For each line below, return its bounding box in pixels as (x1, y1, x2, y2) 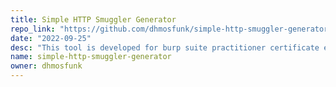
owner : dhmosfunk (10, 61, 83, 71)
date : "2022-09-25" (10, 33, 92, 43)
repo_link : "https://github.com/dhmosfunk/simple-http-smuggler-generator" (10, 24, 333, 34)
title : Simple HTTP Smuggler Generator (10, 14, 177, 25)
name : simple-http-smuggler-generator (10, 52, 172, 62)
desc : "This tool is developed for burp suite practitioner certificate (10, 42, 320, 53)
